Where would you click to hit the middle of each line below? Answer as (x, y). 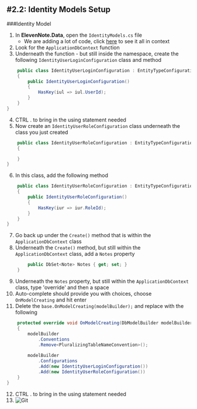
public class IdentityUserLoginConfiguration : (76, 70)
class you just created (42, 132)
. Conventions (53, 339)
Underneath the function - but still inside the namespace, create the (97, 53)
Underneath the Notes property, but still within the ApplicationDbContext (102, 281)
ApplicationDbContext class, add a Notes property (75, 254)
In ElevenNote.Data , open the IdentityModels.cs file (79, 35)
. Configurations (58, 361)
